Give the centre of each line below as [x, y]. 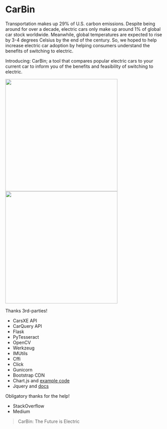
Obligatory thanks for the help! [38, 396]
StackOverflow [28, 406]
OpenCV [22, 342]
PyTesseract [26, 337]
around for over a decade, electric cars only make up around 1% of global [83, 29]
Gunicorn [23, 369]
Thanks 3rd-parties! [26, 310]
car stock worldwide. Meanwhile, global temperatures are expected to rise [84, 34]
